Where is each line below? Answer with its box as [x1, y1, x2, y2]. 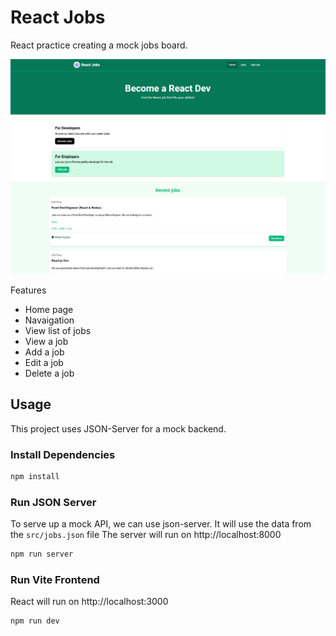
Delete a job [24, 367, 75, 379]
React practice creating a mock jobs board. [10, 39, 188, 51]
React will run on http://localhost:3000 [10, 596, 169, 608]
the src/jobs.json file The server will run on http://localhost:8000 [10, 529, 282, 541]
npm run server [10, 549, 74, 560]
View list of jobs [24, 324, 92, 336]
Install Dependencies [10, 447, 116, 461]
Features [10, 284, 47, 296]
